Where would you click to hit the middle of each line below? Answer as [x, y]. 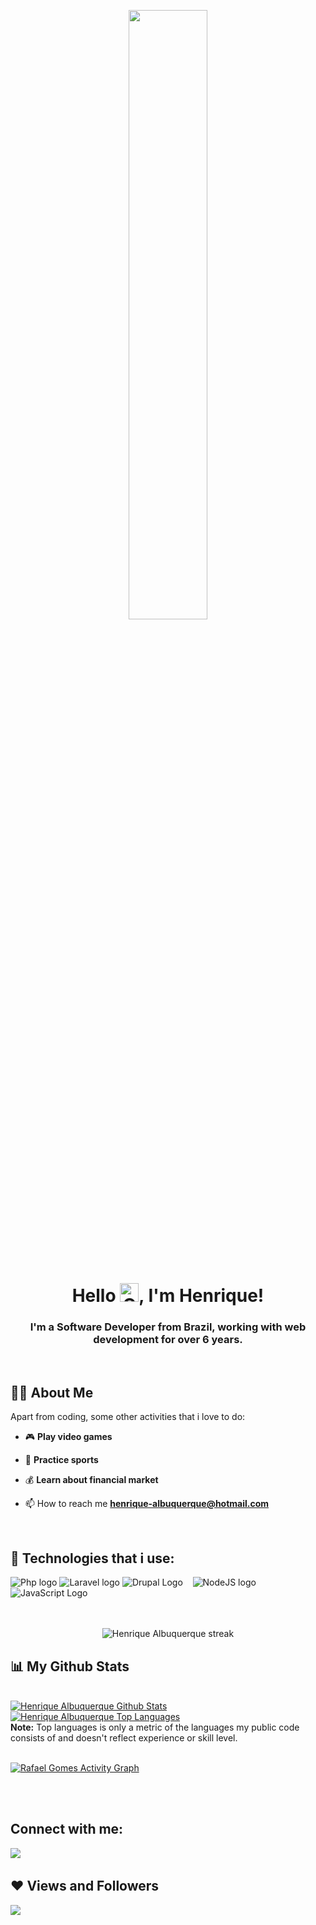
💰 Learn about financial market [91, 1480]
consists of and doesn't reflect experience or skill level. [124, 1737]
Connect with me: [67, 1829]
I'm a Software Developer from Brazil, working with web [168, 1327]
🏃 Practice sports [61, 1460]
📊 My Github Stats [70, 1666]
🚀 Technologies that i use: [92, 1558]
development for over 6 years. [168, 1340]
